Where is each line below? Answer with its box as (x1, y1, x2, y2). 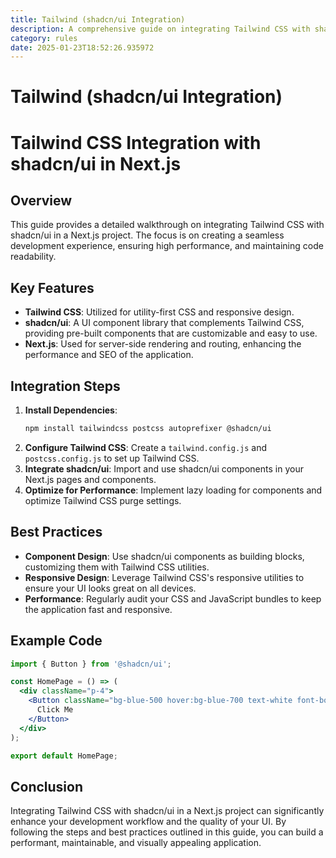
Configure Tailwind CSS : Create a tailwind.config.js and (24, 441, 268, 453)
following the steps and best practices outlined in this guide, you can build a (10, 826, 324, 838)
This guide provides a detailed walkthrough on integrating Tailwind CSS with (10, 219, 325, 231)
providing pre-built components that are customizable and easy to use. (24, 327, 318, 340)
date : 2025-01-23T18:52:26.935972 (10, 42, 155, 53)
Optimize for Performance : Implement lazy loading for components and (24, 484, 323, 496)
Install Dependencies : (24, 404, 118, 416)
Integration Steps (10, 377, 121, 395)
